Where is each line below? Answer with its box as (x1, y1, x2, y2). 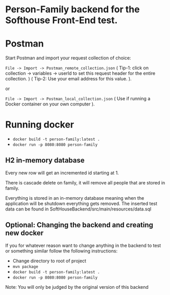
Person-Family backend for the (5, 4, 140, 15)
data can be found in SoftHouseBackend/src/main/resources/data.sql (5, 206, 152, 212)
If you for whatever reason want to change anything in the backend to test (5, 242, 161, 248)
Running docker (5, 119, 75, 131)
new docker (5, 229, 44, 238)
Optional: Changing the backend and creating (5, 221, 154, 229)
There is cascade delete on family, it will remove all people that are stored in (5, 179, 165, 185)
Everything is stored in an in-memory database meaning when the (5, 195, 144, 201)
